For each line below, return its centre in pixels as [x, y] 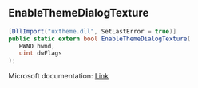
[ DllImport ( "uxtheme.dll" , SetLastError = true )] [93, 31]
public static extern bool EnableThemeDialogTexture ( [100, 39]
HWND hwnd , [37, 46]
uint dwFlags [40, 54]
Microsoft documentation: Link [59, 76]
